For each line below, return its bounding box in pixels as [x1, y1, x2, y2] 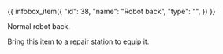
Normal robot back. [7, 22, 71, 31]
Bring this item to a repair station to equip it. [7, 37, 150, 46]
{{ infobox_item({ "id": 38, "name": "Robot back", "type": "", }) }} [7, 7, 216, 16]
